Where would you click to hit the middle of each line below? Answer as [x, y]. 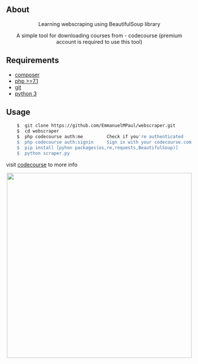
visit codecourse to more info [42, 165]
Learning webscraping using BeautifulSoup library [99, 24]
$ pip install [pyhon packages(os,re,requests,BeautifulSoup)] [98, 147]
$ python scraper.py [43, 153]
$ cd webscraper [38, 131]
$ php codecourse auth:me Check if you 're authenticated [100, 137]
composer [27, 75]
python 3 [26, 94]
